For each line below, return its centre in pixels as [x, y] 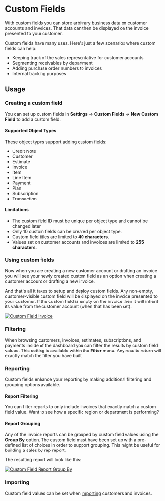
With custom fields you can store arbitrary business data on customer [76, 23]
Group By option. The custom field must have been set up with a [71, 440]
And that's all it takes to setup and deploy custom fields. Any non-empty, [79, 291]
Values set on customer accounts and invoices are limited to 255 [78, 242]
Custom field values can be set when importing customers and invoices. [79, 493]
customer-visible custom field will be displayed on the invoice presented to [82, 296]
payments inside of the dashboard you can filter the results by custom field [82, 345]
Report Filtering [21, 396]
